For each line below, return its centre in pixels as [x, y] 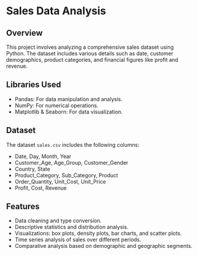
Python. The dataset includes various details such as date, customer [90, 53]
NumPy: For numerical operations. [57, 105]
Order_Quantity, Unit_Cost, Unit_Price [60, 181]
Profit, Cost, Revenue [41, 188]
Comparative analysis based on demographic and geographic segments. [103, 246]
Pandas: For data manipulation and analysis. [68, 99]
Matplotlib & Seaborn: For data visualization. [68, 112]
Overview [25, 33]
